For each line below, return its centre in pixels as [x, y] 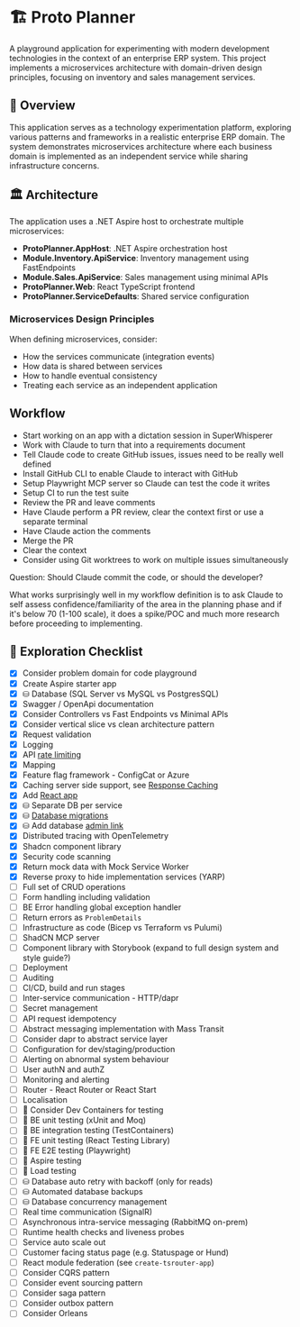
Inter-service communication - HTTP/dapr [100, 998]
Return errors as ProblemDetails [82, 917]
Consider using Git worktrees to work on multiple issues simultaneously [155, 559]
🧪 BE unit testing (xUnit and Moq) [84, 1120]
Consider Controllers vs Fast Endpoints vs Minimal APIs [125, 713]
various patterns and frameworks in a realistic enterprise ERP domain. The [147, 137]
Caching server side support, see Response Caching [120, 786]
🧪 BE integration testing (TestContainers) [98, 1131]
